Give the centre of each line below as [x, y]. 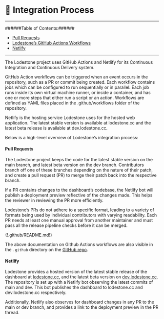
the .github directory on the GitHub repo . [47, 250]
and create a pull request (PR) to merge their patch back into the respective [81, 175]
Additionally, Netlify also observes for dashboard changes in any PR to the [80, 302]
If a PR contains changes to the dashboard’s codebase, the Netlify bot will [79, 190]
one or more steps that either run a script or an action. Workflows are [75, 98]
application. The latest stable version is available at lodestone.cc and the [78, 123]
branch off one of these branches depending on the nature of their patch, [79, 170]
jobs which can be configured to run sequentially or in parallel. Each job [77, 87]
